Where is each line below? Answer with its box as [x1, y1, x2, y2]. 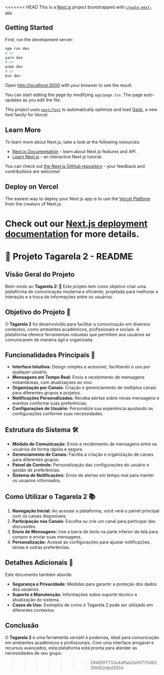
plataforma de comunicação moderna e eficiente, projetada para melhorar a [5, 288, 158, 294]
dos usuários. [12, 586, 40, 592]
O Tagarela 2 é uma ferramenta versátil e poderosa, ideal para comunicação [5, 634, 160, 640]
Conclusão [5, 622, 39, 630]
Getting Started [5, 24, 53, 32]
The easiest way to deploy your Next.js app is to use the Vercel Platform [5, 196, 151, 202]
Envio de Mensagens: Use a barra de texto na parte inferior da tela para [12, 529, 158, 534]
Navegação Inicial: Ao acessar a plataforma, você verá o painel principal [12, 508, 160, 514]
